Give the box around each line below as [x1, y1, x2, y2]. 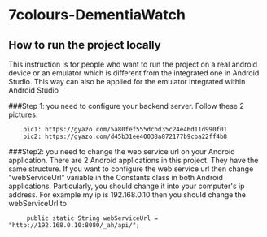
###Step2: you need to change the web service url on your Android [8, 147, 235, 156]
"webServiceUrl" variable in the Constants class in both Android [8, 173, 224, 182]
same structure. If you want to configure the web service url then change [8, 164, 254, 174]
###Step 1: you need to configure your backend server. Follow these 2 [8, 101, 244, 110]
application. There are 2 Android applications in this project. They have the [8, 156, 259, 165]
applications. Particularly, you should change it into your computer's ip [8, 181, 245, 191]
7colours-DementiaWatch [8, 6, 186, 24]
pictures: [8, 110, 38, 119]
